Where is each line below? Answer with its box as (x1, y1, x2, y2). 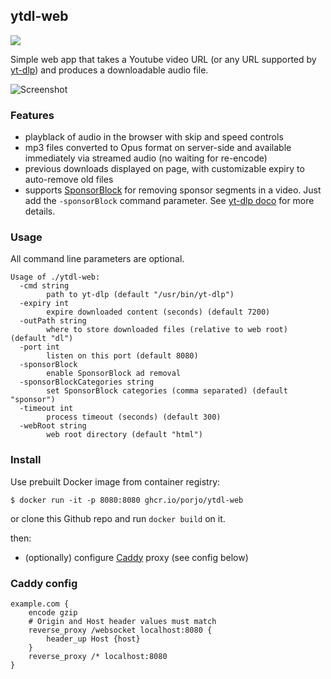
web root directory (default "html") (46, 430, 203, 440)
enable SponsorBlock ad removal (46, 369, 182, 379)
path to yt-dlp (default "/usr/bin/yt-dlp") (46, 290, 235, 300)
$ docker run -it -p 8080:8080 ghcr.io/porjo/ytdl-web (10, 495, 244, 505)
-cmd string (19, 281, 70, 291)
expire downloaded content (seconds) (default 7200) (46, 307, 271, 318)
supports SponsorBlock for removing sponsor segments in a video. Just (24, 184, 322, 196)
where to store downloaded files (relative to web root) (46, 325, 288, 335)
